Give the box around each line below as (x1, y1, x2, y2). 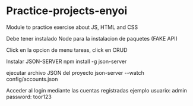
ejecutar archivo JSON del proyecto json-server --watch (6, 69, 144, 76)
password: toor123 (6, 93, 52, 100)
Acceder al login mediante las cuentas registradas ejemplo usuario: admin (6, 87, 187, 94)
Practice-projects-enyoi (6, 4, 128, 18)
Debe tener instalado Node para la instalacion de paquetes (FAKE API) (6, 35, 178, 42)
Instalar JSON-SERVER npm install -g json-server (6, 58, 127, 65)
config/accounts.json (6, 75, 58, 82)
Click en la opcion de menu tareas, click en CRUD (6, 46, 128, 54)
